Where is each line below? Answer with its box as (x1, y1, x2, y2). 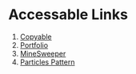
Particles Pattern (19, 57, 75, 67)
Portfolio (19, 40, 49, 49)
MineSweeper (19, 49, 66, 58)
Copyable (19, 32, 52, 41)
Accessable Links (8, 6, 128, 24)
